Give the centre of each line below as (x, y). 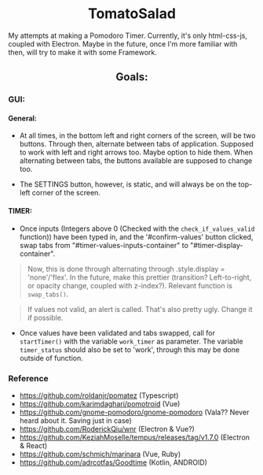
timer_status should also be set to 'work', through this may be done (130, 349)
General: (23, 118)
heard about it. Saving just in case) (75, 420)
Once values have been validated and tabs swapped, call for (117, 332)
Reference (28, 378)
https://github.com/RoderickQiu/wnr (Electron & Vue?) (107, 429)
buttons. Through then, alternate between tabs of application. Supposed (136, 144)
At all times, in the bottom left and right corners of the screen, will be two (137, 135)
